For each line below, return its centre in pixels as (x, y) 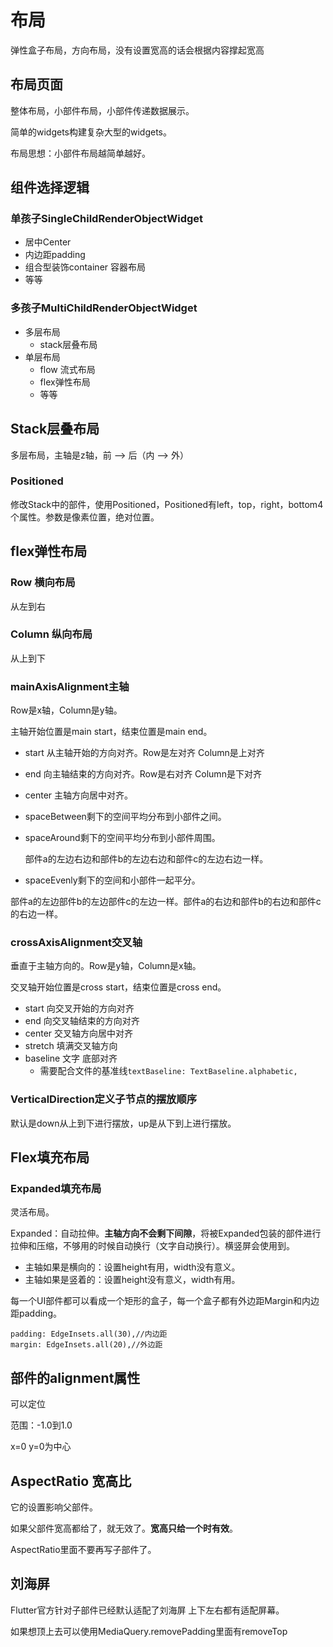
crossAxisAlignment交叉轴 (76, 943)
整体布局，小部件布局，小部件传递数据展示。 (102, 110)
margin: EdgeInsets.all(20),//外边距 (86, 1345)
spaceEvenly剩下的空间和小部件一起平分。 (112, 880)
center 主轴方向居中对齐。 (79, 795)
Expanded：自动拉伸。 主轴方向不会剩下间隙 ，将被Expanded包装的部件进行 (166, 1233)
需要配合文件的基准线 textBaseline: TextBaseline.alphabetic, (168, 1071)
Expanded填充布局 (56, 1189)
